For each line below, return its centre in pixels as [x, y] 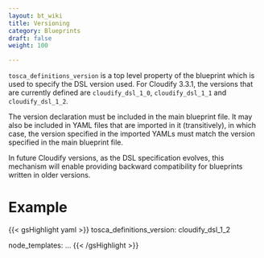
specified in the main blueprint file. [66, 142]
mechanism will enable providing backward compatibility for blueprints [126, 166]
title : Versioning [39, 23]
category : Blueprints [45, 31]
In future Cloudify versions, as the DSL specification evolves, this [116, 158]
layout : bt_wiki [35, 16]
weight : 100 [28, 46]
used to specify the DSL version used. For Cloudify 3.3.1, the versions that [131, 84]
